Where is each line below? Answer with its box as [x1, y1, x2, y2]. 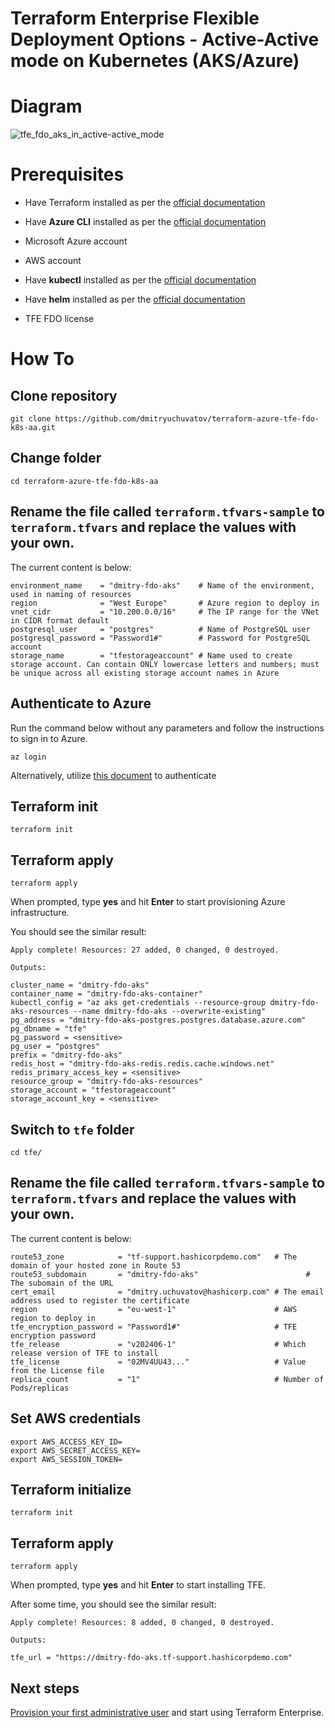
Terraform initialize [10, 1481, 132, 1498]
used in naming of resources [10, 589, 132, 599]
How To [10, 348, 75, 371]
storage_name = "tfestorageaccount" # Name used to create [10, 650, 293, 661]
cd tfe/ [10, 1147, 43, 1157]
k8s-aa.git [10, 423, 56, 433]
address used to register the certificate [10, 1295, 190, 1306]
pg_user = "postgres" [10, 1042, 101, 1052]
